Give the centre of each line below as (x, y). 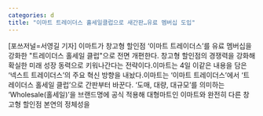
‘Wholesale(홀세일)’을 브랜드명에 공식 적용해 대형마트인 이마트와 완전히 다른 (125, 94)
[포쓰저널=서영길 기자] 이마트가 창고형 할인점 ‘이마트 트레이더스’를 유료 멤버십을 (130, 46)
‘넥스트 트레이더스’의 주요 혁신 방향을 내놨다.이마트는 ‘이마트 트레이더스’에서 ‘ (126, 75)
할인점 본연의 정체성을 (56, 104)
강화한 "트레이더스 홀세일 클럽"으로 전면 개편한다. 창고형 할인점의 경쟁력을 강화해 (132, 55)
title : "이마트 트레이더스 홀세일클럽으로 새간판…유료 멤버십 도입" (102, 23)
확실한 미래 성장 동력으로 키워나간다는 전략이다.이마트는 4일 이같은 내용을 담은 (128, 65)
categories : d (31, 15)
